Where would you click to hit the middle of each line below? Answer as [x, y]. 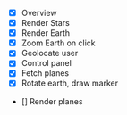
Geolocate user [50, 53]
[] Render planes [52, 101]
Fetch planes [45, 73]
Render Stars [46, 23]
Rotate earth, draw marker [70, 83]
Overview [39, 13]
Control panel [47, 63]
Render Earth [46, 33]
